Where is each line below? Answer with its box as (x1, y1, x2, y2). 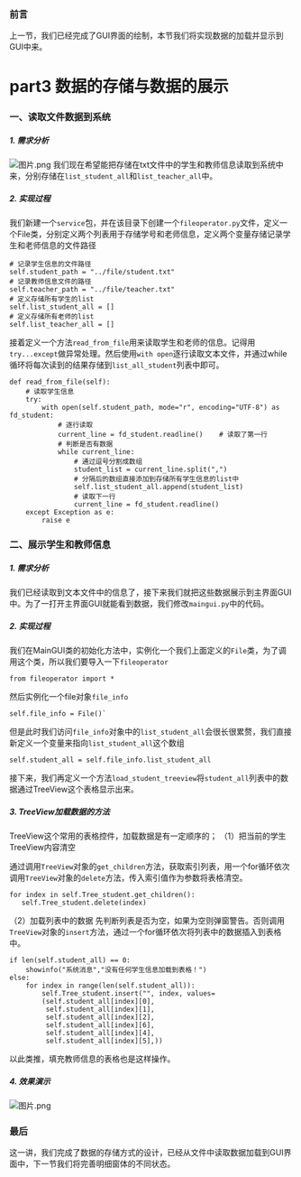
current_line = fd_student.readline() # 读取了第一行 (57, 431, 268, 440)
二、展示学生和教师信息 (9, 539, 111, 551)
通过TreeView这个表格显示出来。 (16, 783, 140, 795)
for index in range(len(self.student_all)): (25, 981, 196, 990)
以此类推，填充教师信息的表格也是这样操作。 (9, 1053, 176, 1064)
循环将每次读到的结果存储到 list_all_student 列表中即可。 (9, 359, 224, 371)
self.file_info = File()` (9, 709, 106, 718)
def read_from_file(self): (9, 377, 111, 387)
